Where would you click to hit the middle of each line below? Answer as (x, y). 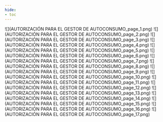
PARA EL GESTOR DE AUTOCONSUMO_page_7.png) (95, 61)
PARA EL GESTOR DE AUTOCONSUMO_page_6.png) (95, 55)
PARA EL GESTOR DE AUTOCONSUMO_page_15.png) (96, 103)
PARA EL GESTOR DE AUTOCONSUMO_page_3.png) (95, 39)
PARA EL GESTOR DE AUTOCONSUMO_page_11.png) (95, 82)
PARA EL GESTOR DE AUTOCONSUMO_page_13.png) (96, 93)
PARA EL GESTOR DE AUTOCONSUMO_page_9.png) (95, 71)
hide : (10, 10)
